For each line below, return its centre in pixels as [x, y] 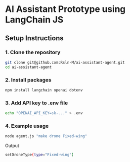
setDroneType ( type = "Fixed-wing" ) [40, 155]
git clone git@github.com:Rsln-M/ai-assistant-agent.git [65, 62]
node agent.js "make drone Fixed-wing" [46, 136]
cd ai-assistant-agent [28, 67]
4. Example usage [27, 126]
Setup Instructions [34, 38]
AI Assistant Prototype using [65, 9]
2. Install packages [28, 80]
